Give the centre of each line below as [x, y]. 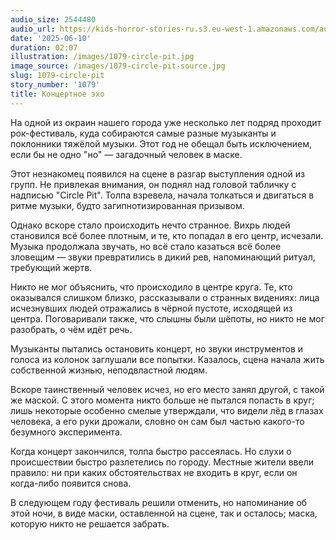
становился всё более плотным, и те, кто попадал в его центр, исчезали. [167, 235]
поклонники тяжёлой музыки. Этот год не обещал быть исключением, [161, 143]
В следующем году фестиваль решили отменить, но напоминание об [159, 502]
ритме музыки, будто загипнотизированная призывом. [127, 205]
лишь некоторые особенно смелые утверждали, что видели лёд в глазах [167, 410]
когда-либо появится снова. [71, 483]
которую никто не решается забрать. [90, 523]
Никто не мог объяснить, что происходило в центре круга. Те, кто [151, 287]
